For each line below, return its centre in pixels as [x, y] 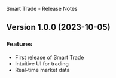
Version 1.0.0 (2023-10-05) [58, 27]
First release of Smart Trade [49, 57]
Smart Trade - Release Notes [42, 9]
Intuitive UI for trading [42, 63]
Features [19, 44]
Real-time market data [42, 70]
